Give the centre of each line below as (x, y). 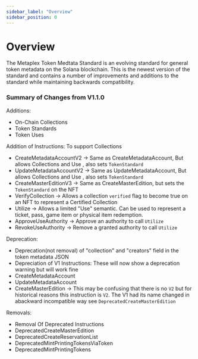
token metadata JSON (42, 257)
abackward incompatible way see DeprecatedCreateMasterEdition (95, 301)
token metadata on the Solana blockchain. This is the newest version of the (98, 70)
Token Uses (29, 135)
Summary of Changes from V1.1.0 (56, 98)
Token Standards (36, 128)
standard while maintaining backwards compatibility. (70, 82)
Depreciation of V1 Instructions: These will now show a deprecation (97, 263)
